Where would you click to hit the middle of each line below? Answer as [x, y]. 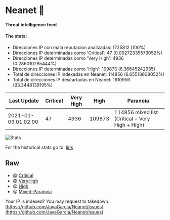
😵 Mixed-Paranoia [32, 191]
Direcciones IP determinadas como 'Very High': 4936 [68, 58]
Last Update [24, 101]
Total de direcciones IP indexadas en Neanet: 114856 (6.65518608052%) [88, 74]
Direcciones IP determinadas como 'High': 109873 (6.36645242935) [84, 69]
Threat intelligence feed [31, 24]
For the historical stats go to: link [39, 147]
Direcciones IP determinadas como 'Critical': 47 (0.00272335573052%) [88, 53]
